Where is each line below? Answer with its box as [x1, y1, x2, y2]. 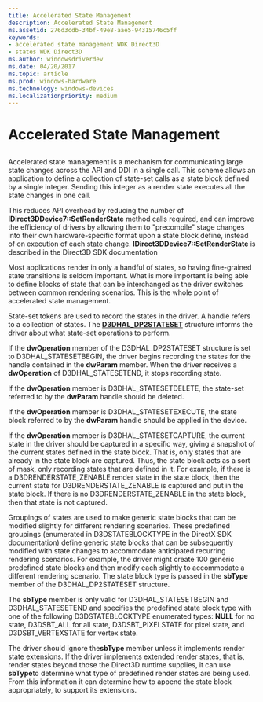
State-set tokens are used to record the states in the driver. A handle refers [8, 311, 251, 321]
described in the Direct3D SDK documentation [8, 247, 159, 256]
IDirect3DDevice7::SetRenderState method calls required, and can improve [8, 214, 254, 223]
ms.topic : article [8, 70, 68, 78]
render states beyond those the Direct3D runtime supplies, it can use [8, 660, 232, 669]
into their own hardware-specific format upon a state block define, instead [8, 230, 249, 240]
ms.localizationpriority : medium [8, 92, 118, 100]
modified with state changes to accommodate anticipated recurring [8, 546, 226, 555]
